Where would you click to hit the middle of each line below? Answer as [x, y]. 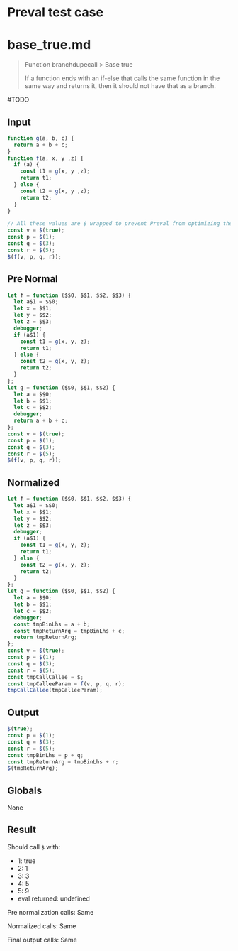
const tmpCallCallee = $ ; [45, 677]
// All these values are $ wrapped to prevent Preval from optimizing [114, 224]
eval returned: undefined [54, 898]
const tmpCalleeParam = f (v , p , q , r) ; [66, 684]
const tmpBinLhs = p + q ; [45, 755]
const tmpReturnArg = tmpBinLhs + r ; [63, 762]
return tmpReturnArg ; [46, 637]
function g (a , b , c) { [41, 138]
